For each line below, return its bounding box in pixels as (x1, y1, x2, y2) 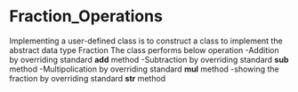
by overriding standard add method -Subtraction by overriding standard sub (9, 54, 289, 65)
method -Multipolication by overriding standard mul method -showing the (9, 64, 279, 74)
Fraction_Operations (9, 6, 163, 27)
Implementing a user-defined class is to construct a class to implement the (9, 35, 283, 46)
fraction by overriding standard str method (9, 73, 166, 83)
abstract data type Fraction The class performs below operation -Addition (9, 44, 280, 55)
